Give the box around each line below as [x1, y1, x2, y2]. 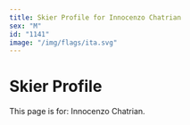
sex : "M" [9, 21, 42, 30]
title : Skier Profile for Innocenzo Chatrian [9, 12, 181, 22]
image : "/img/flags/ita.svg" [9, 37, 118, 47]
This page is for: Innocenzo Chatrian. [9, 106, 145, 117]
